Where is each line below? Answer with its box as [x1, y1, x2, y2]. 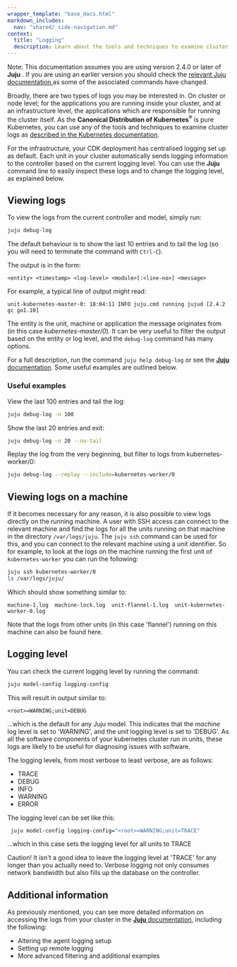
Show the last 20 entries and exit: [7, 423, 104, 432]
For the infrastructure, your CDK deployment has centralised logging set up [7, 144, 226, 152]
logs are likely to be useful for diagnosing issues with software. [7, 742, 190, 750]
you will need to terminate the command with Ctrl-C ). [7, 247, 164, 256]
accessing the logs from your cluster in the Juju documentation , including [7, 915, 222, 924]
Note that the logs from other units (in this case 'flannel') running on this [7, 620, 217, 629]
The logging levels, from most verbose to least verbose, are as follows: [7, 755, 214, 765]
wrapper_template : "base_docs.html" [7, 10, 115, 18]
